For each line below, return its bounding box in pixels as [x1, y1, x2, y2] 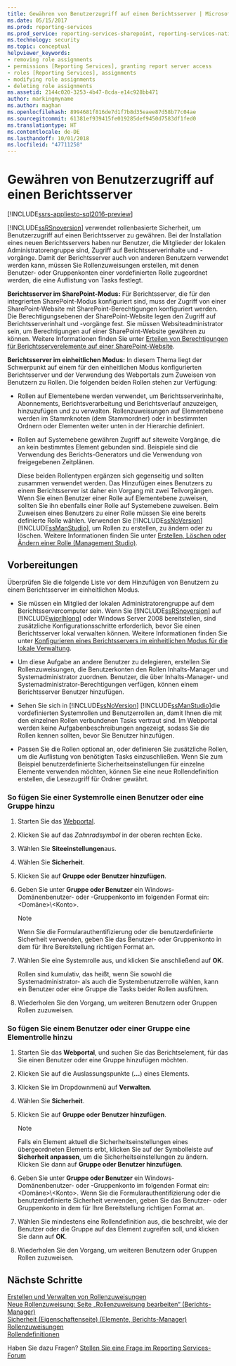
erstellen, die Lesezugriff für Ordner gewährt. [17, 774, 149, 783]
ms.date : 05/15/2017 [7, 17, 68, 24]
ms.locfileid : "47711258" [7, 142, 83, 149]
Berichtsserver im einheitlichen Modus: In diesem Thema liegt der [7, 356, 202, 364]
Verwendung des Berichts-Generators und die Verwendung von [17, 450, 202, 459]
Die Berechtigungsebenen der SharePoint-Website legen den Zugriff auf [7, 312, 216, 321]
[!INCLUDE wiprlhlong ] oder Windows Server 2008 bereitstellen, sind [17, 614, 216, 622]
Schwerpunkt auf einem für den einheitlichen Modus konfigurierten [7, 364, 202, 372]
